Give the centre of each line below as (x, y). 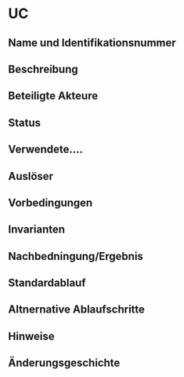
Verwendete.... (46, 150)
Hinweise (31, 336)
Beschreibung (43, 69)
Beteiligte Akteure (53, 96)
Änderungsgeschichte (64, 363)
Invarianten (36, 230)
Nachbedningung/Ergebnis (76, 256)
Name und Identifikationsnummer (92, 43)
